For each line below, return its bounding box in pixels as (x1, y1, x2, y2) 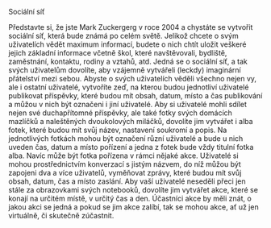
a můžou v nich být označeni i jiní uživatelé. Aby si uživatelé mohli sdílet (8, 100, 248, 109)
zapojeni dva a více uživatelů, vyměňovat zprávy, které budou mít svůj (8, 168, 242, 177)
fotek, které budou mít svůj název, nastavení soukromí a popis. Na (8, 125, 227, 135)
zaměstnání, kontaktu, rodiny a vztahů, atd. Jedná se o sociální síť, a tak (8, 56, 248, 66)
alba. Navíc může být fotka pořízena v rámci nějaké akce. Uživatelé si (8, 151, 240, 160)
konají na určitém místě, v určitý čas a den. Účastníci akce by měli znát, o (8, 193, 252, 203)
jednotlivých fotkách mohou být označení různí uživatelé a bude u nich (8, 134, 244, 143)
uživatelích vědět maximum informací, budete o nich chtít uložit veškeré (8, 39, 247, 49)
